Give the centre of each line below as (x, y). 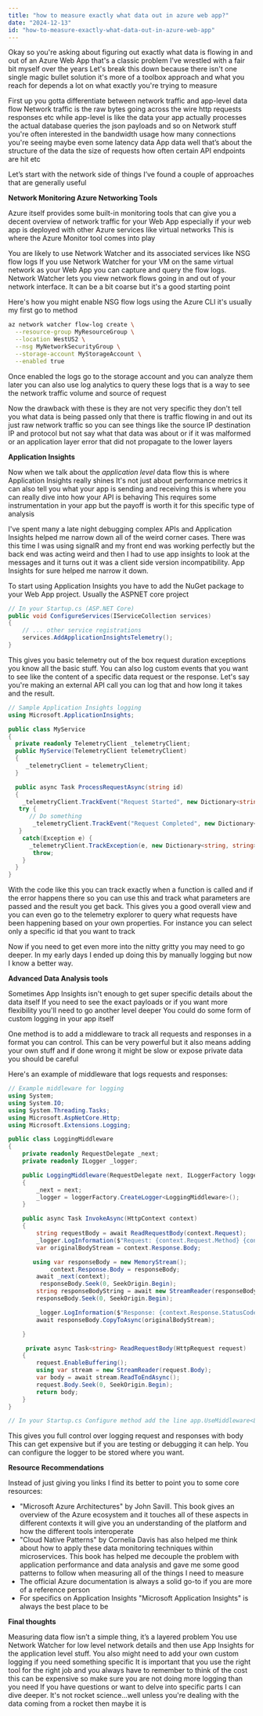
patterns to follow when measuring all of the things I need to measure (131, 1573)
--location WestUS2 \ (50, 340)
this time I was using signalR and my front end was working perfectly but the (131, 546)
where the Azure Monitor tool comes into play (82, 238)
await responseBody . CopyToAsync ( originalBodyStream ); (126, 1320)
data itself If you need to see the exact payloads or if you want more (118, 1002)
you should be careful (43, 1059)
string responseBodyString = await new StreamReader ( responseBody (147, 1291)
